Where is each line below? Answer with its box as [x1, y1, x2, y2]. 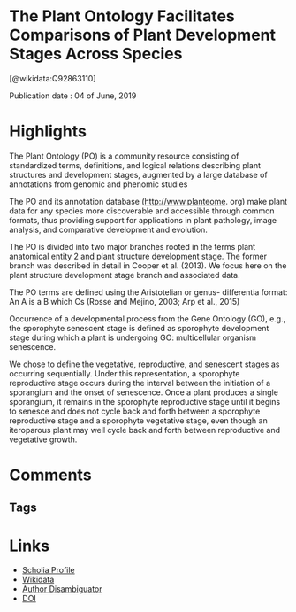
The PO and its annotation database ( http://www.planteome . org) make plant [9, 196, 288, 206]
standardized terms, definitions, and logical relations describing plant [9, 159, 261, 170]
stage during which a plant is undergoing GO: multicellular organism [9, 332, 257, 343]
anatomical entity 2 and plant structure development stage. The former [9, 251, 268, 261]
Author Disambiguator [21, 584, 103, 594]
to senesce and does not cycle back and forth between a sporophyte [9, 406, 261, 416]
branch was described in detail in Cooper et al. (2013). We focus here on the [9, 260, 287, 271]
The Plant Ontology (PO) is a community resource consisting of [9, 151, 239, 161]
